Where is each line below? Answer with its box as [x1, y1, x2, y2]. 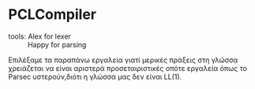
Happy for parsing [27, 39, 87, 49]
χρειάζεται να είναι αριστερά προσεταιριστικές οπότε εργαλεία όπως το [8, 63, 247, 72]
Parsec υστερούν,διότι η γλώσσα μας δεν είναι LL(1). [8, 72, 182, 81]
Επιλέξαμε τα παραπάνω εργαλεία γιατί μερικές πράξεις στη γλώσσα [8, 55, 238, 65]
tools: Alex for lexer [8, 32, 71, 41]
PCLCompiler [8, 6, 97, 24]
